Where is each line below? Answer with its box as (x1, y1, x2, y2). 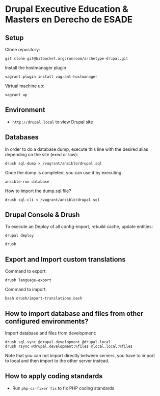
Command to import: (5, 287, 47, 293)
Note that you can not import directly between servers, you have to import (5, 353, 155, 359)
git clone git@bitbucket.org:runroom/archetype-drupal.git (5, 56, 129, 61)
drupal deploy (5, 233, 34, 238)
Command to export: (5, 268, 47, 274)
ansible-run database (5, 179, 50, 184)
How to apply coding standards (5, 372, 103, 380)
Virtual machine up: (5, 83, 45, 89)
